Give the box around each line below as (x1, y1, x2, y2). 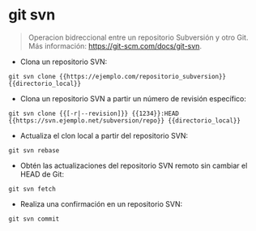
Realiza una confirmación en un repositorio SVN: (19, 199, 183, 208)
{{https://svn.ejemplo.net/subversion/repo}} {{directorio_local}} (8, 116, 241, 125)
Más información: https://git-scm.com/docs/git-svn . (28, 41, 203, 50)
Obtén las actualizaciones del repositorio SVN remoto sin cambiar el (19, 160, 248, 170)
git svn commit (8, 215, 60, 223)
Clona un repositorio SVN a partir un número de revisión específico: (19, 93, 247, 103)
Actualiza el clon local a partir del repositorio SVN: (19, 130, 189, 140)
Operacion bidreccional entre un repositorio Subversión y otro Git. (28, 32, 249, 42)
